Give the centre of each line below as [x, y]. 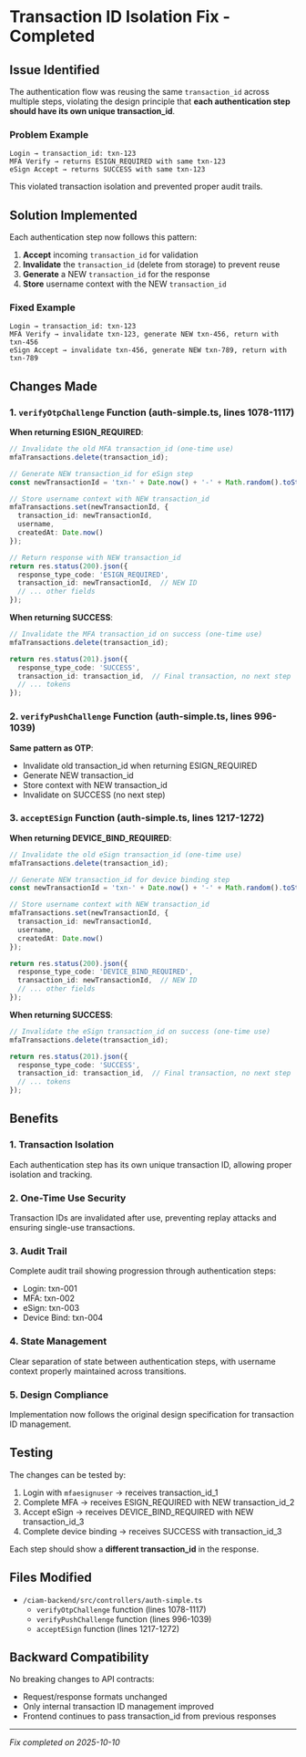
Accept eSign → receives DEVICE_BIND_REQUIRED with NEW [138, 1512]
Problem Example [49, 134]
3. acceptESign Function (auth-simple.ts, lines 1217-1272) [137, 818]
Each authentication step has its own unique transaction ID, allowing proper [151, 1164]
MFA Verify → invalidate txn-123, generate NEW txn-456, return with [144, 335]
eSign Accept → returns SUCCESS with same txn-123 [107, 170]
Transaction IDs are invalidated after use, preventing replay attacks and [143, 1218]
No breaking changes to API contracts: [82, 1679]
